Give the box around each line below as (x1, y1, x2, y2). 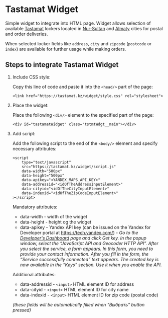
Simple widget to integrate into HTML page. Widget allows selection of (5, 20, 151, 26)
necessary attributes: (12, 145, 57, 151)
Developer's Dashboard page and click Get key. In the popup (20, 235, 147, 241)
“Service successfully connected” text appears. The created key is (20, 256, 159, 262)
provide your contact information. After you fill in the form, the (20, 251, 149, 257)
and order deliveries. (5, 31, 48, 37)
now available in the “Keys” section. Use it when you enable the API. (20, 262, 162, 268)
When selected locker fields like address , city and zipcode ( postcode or (5, 40, 152, 46)
